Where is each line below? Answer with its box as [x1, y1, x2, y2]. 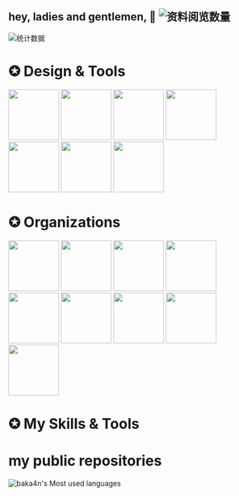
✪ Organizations [8, 212, 121, 231]
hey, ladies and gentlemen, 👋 [8, 10, 157, 24]
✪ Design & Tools [8, 62, 126, 80]
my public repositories [8, 451, 162, 470]
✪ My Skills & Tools [8, 414, 140, 433]
